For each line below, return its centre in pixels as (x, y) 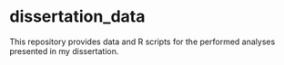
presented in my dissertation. (64, 51)
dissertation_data (77, 17)
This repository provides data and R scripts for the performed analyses (142, 42)
